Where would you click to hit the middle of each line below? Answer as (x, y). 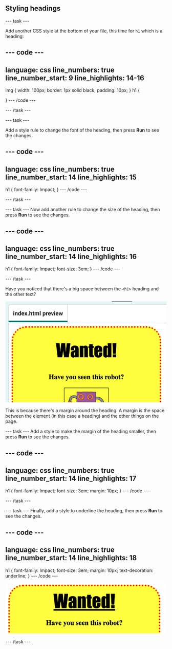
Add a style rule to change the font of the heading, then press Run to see (82, 130)
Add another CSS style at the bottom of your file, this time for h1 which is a (84, 31)
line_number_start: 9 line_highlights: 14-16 (75, 78)
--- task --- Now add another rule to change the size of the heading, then (83, 210)
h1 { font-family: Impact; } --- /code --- (46, 190)
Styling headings (33, 8)
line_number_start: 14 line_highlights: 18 (71, 558)
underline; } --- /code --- (32, 576)
